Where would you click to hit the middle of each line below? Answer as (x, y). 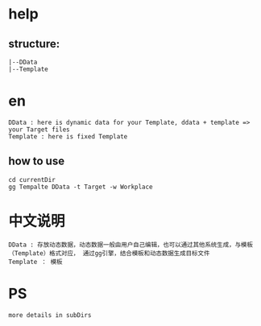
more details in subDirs (50, 315)
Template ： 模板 (35, 262)
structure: (34, 44)
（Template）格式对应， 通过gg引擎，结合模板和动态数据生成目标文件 (109, 253)
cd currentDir (32, 180)
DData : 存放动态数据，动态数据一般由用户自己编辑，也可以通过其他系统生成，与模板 (131, 245)
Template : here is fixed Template (68, 136)
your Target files (39, 130)
